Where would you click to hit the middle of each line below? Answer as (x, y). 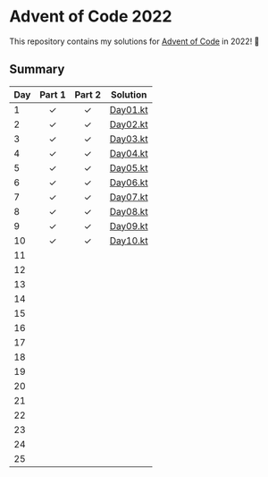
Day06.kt (129, 183)
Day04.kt (129, 153)
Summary (37, 69)
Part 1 (53, 94)
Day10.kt (129, 241)
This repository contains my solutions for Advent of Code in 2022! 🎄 (134, 41)
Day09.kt (129, 226)
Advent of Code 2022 (91, 17)
